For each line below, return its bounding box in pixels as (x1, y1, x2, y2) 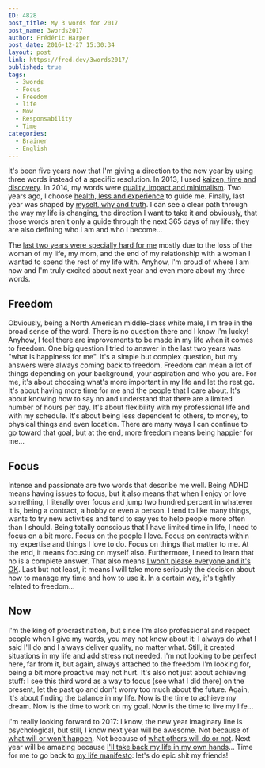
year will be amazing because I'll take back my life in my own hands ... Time (8, 742, 253, 751)
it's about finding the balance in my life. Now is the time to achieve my (8, 693, 237, 702)
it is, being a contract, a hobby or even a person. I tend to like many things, (8, 505, 252, 515)
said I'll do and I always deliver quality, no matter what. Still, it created (8, 642, 235, 651)
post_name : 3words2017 (8, 26, 83, 34)
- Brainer (15, 136, 47, 145)
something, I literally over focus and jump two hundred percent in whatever (8, 497, 253, 506)
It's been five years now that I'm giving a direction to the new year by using (8, 166, 253, 175)
